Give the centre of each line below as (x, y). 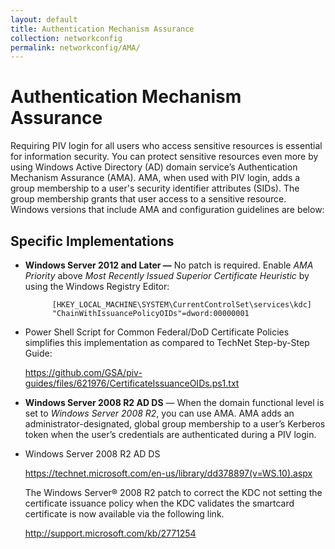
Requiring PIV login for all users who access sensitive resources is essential (166, 146)
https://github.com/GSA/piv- (83, 372)
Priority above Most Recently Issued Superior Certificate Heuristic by (167, 275)
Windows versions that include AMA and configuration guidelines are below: (167, 210)
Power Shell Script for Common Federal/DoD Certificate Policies (157, 332)
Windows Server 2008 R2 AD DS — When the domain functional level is (174, 402)
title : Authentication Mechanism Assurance (102, 29)
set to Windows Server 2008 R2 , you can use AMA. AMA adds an (159, 413)
